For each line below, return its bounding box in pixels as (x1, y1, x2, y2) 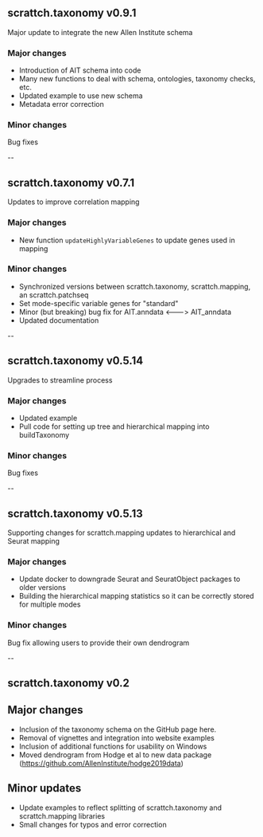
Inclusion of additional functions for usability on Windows (18, 741, 207, 751)
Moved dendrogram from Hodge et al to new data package (18, 749, 212, 760)
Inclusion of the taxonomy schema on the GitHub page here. (18, 725, 217, 734)
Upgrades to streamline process (7, 375, 113, 385)
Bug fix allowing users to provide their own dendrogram (7, 638, 190, 647)
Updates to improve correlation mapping (7, 197, 140, 206)
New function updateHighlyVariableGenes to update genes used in (18, 235, 235, 245)
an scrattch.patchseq (18, 290, 89, 300)
